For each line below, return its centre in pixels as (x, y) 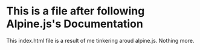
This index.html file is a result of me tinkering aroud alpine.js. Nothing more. (100, 40)
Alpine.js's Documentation (75, 24)
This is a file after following (76, 11)
